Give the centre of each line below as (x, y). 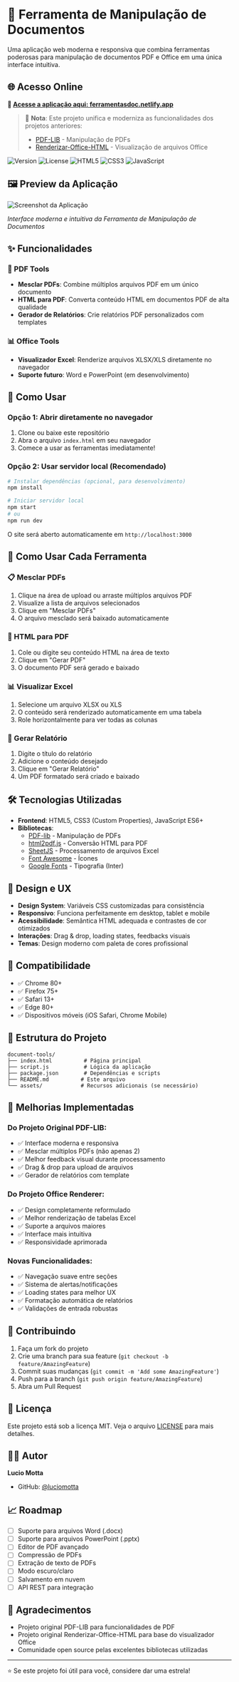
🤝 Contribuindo (42, 1332)
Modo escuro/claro (46, 1571)
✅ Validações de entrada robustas (68, 1308)
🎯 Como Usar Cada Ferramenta (77, 557)
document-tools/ (31, 1055)
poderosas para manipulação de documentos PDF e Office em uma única (115, 57)
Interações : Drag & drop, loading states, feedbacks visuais (104, 935)
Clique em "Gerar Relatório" (58, 769)
